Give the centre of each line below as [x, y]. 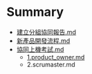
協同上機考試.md [40, 49]
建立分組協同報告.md [46, 32]
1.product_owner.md [56, 57]
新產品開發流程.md [43, 40]
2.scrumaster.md [51, 64]
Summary [35, 12]
